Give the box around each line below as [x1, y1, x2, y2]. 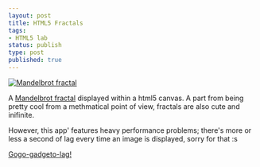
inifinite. [8, 110, 34, 119]
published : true [8, 56, 62, 64]
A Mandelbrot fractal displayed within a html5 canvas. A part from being [8, 93, 244, 103]
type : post [8, 49, 45, 56]
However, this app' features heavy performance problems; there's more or [8, 125, 252, 135]
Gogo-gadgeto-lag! [8, 149, 72, 159]
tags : [8, 26, 26, 34]
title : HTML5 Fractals [8, 19, 83, 27]
